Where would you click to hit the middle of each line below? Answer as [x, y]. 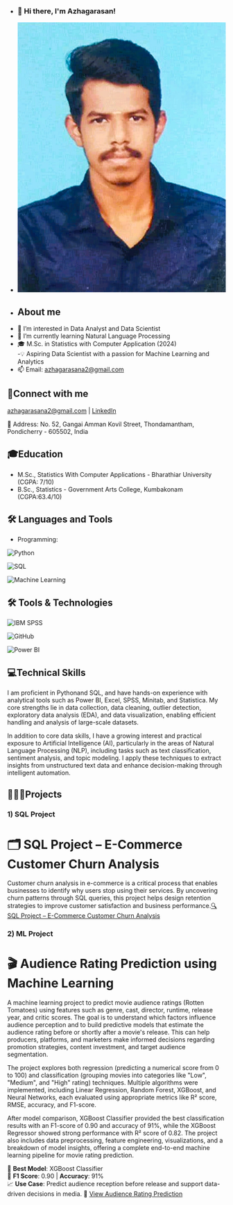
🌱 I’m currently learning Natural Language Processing [94, 336]
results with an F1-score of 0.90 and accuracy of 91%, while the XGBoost [112, 1126]
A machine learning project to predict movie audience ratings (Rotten [106, 1003]
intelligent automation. [39, 773]
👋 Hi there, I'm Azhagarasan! [67, 11]
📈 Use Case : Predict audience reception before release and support [105, 1184]
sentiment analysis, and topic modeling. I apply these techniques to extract [114, 758]
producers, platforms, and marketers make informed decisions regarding [111, 1040]
